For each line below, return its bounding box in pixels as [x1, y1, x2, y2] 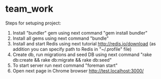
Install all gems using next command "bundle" [12, 35, 109, 41]
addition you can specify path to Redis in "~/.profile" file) [12, 46, 132, 52]
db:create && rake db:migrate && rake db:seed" [12, 57, 112, 63]
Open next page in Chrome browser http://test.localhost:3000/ [12, 67, 144, 74]
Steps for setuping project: [5, 20, 61, 26]
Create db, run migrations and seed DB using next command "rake [12, 51, 152, 58]
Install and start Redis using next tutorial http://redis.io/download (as [12, 40, 156, 46]
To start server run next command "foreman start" [12, 62, 118, 68]
